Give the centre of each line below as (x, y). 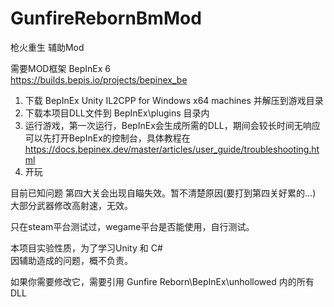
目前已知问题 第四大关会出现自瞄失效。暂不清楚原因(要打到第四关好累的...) (163, 193)
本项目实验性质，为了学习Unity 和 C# (86, 248)
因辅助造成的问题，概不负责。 (71, 260)
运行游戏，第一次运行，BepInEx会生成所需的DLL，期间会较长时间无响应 (172, 125)
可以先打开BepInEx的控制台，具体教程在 (107, 138)
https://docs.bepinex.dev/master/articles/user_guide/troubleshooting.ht (172, 149)
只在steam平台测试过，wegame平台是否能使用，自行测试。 (132, 226)
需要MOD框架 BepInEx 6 (60, 68)
